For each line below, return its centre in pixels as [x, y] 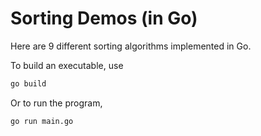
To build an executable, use [67, 65]
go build [28, 83]
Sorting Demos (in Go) [104, 18]
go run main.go [42, 121]
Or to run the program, [56, 103]
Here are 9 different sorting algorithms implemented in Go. [131, 46]
